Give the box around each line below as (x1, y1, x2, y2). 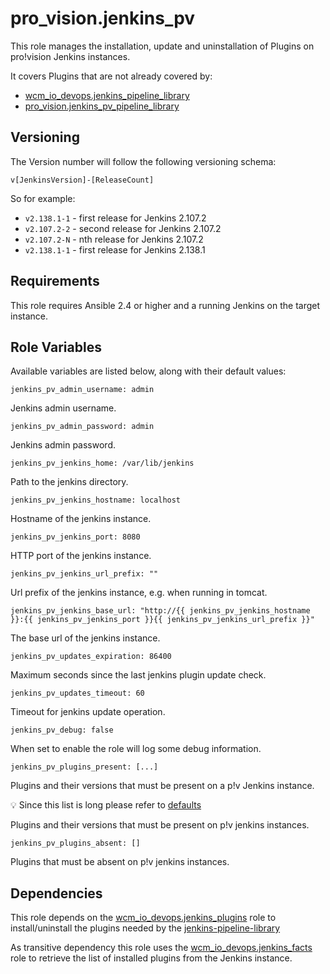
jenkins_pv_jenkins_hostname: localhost (10, 495, 182, 506)
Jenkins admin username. (10, 402, 117, 414)
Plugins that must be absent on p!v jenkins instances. (10, 856, 230, 868)
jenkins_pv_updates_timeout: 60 (10, 688, 145, 699)
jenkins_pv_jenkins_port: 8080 (10, 532, 141, 542)
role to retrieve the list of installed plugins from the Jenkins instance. (10, 952, 293, 964)
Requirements (10, 273, 100, 290)
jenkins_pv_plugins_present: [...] (10, 762, 159, 772)
